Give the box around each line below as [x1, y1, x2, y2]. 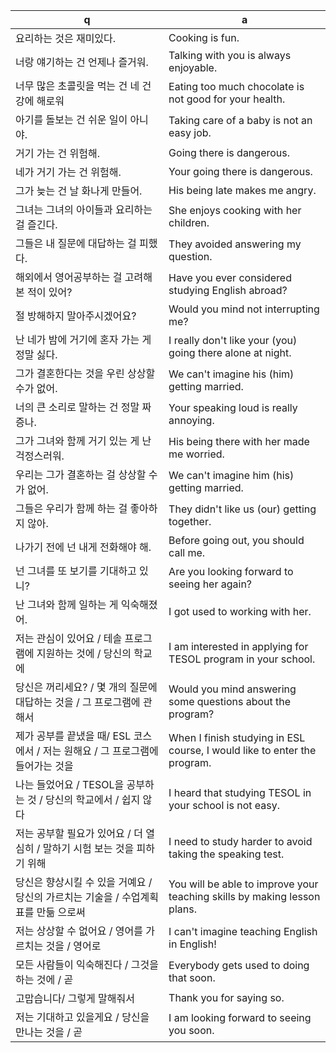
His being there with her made [168, 435, 310, 448]
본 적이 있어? [15, 285, 73, 299]
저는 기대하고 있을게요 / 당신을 [15, 1010, 150, 1024]
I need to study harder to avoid [168, 835, 313, 848]
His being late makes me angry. [168, 184, 317, 197]
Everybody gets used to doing [168, 959, 310, 972]
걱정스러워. [15, 449, 65, 463]
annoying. [168, 414, 215, 427]
